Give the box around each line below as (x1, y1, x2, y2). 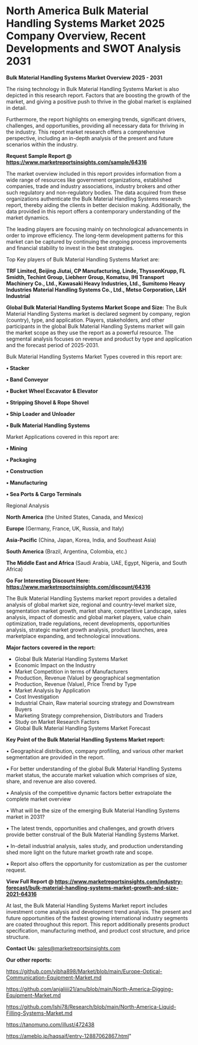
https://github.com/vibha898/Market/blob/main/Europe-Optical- (6, 968, 163, 975)
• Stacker (6, 364, 30, 371)
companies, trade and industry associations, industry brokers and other (6, 182, 180, 190)
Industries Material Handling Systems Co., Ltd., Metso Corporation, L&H (6, 286, 187, 293)
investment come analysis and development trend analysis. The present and (6, 908, 192, 915)
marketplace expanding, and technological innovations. (6, 632, 141, 639)
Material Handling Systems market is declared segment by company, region (6, 310, 191, 317)
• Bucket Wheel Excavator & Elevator (6, 387, 99, 394)
